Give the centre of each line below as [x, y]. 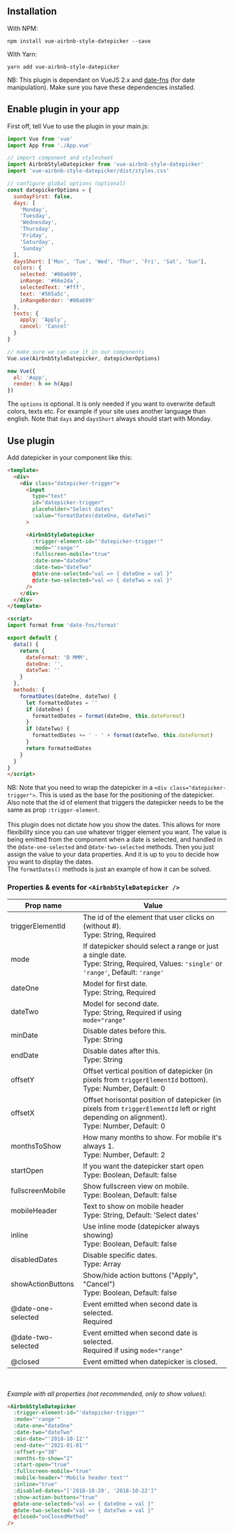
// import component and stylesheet [60, 158]
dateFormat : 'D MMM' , [57, 657]
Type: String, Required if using [132, 1012]
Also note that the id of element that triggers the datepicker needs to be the [116, 802]
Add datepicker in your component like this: [70, 457]
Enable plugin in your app [63, 109]
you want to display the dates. [50, 862]
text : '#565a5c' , [45, 294]
